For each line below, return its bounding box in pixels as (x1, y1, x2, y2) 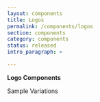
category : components (7, 36, 69, 43)
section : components (7, 29, 66, 37)
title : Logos (7, 17, 45, 23)
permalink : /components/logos (7, 23, 94, 30)
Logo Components (7, 73, 62, 81)
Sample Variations (7, 87, 58, 95)
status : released (7, 42, 57, 49)
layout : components (7, 10, 63, 17)
